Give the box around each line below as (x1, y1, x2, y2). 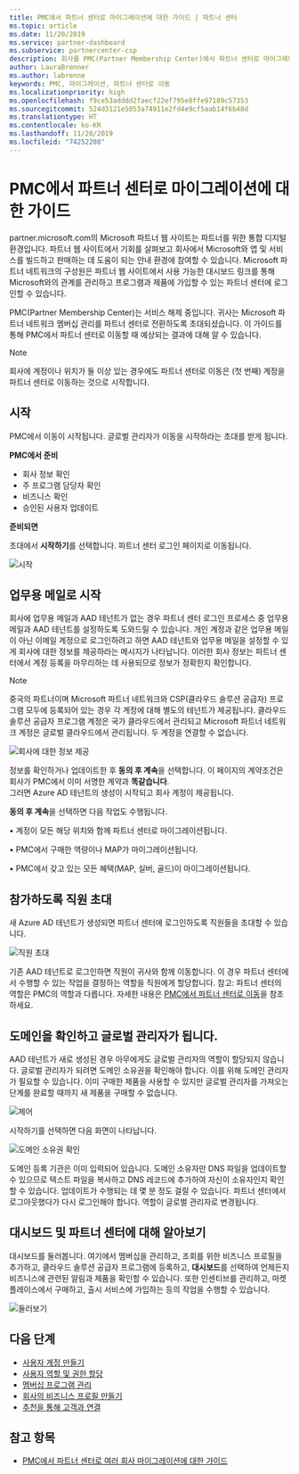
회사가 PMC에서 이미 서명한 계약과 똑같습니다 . (9, 776, 170, 787)
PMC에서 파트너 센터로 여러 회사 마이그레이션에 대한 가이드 (21, 1455, 229, 1466)
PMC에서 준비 (9, 450, 59, 460)
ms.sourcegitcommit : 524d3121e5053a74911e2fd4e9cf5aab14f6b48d (9, 104, 249, 113)
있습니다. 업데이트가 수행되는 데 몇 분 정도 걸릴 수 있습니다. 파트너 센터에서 (28, 1185, 287, 1196)
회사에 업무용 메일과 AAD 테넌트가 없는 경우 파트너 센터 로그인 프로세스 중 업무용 (9, 613, 289, 624)
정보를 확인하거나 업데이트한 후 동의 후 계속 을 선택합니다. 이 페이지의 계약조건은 (9, 765, 284, 776)
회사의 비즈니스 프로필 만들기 (21, 1390, 123, 1401)
